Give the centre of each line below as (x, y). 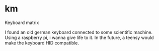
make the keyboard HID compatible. (42, 42)
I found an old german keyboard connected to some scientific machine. (79, 32)
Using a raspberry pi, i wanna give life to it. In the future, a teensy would (79, 37)
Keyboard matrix (22, 22)
